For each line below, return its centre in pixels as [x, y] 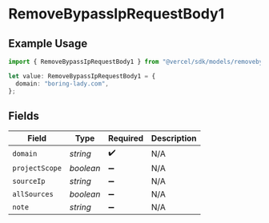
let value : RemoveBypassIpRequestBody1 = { [82, 76]
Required [126, 138]
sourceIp [29, 181]
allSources [33, 194]
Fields [24, 115]
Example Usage [48, 44]
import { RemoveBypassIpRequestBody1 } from [84, 62]
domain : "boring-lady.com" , [62, 84]
